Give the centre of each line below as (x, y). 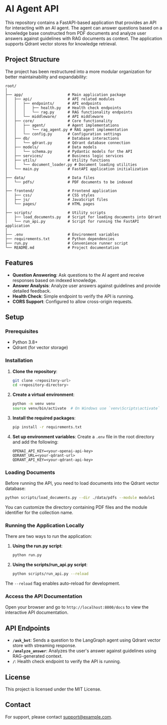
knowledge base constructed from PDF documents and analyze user (76, 33)
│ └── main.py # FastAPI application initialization (77, 169)
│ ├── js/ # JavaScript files (57, 199)
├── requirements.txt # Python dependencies (60, 239)
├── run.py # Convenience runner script (67, 243)
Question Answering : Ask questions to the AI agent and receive (78, 275)
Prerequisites (22, 331)
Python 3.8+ (25, 342)
